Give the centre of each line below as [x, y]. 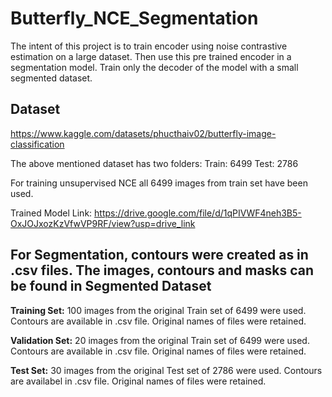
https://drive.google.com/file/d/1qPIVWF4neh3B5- [198, 213]
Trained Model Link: [51, 213]
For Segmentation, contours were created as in [159, 255]
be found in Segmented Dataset [111, 286]
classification [37, 144]
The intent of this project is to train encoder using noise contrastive [149, 46]
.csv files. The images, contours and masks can [162, 270]
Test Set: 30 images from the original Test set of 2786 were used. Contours [166, 370]
